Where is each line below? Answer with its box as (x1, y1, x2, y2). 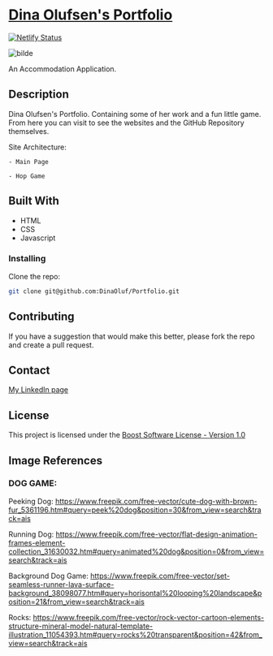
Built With (8, 194, 59, 208)
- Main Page (8, 158, 49, 166)
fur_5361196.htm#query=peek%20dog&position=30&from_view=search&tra (8, 505, 262, 515)
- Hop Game (8, 172, 45, 180)
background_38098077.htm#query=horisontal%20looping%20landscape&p (8, 588, 262, 598)
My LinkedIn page (8, 385, 69, 395)
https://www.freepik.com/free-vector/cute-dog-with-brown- (55, 496, 258, 506)
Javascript (19, 233, 56, 243)
